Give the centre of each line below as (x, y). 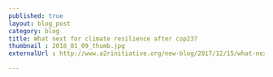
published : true (36, 16)
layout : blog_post (39, 24)
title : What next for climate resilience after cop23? (103, 38)
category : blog (34, 31)
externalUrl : (32, 53)
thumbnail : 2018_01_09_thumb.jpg (67, 46)
